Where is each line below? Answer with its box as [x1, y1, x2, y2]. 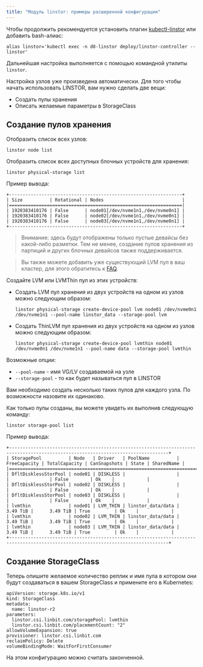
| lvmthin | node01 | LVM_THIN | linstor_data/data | [6, 503, 180, 509]
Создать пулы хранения [14, 95, 77, 103]
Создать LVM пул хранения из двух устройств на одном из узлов [14, 288, 184, 296]
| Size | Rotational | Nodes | [6, 197, 185, 203]
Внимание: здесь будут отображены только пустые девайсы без [21, 234, 188, 242]
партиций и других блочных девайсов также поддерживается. [21, 247, 183, 254]
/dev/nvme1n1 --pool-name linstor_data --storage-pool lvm [14, 312, 167, 318]
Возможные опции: [6, 356, 56, 364]
